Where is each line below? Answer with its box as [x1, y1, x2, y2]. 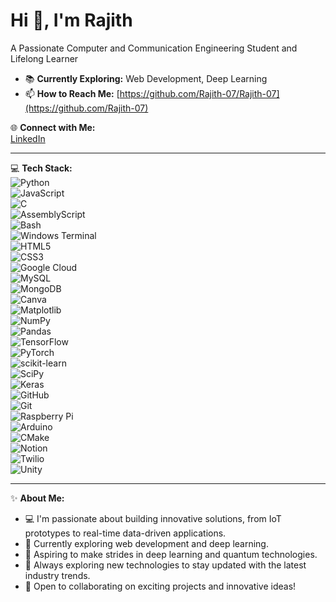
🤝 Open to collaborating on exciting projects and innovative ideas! [24, 580, 297, 592]
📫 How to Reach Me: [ [24, 87, 120, 99]
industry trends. [24, 569, 91, 581]
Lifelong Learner [10, 52, 79, 64]
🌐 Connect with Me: [10, 121, 96, 133]
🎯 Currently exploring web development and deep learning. [24, 537, 269, 549]
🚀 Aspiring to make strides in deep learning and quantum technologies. [24, 548, 318, 560]
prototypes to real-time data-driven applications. [24, 527, 227, 539]
